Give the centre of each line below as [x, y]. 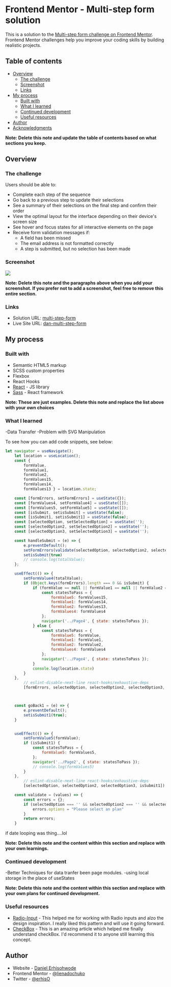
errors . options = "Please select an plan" [78, 809]
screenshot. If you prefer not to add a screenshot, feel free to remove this [84, 288]
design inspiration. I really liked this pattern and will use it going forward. [89, 923]
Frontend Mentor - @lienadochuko [49, 973]
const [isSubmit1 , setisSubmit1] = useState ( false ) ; [72, 517]
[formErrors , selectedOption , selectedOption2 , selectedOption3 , [94, 687]
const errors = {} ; [44, 800]
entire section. [21, 293]
